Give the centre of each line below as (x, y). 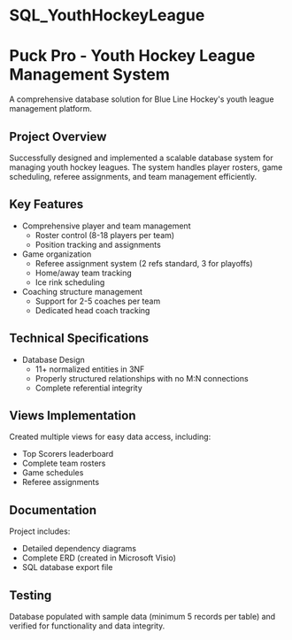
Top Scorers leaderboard (68, 454)
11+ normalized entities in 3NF (90, 369)
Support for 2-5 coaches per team (98, 301)
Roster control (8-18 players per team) (105, 235)
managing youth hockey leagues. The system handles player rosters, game (146, 167)
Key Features (46, 204)
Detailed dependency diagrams (79, 549)
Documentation (53, 510)
